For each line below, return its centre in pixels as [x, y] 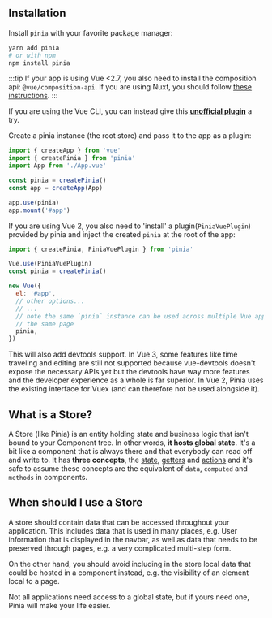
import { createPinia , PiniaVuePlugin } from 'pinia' [101, 249]
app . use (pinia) [34, 202]
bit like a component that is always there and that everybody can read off [130, 451]
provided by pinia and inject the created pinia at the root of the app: [122, 234]
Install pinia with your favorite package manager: [91, 32]
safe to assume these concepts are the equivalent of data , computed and [128, 469]
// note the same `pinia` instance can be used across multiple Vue [134, 316]
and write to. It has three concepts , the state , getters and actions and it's [130, 460]
